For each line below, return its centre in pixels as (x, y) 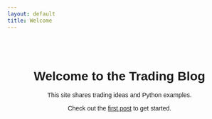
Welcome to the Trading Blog (120, 76)
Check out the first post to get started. (120, 108)
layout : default (31, 14)
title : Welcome (30, 21)
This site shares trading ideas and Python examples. (120, 95)
